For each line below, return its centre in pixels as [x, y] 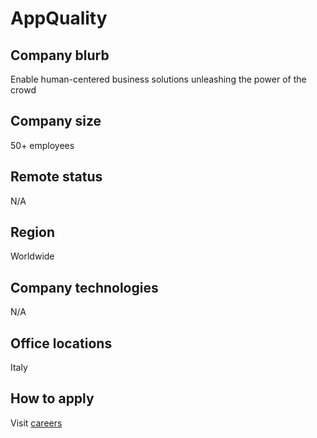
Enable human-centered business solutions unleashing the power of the [158, 79]
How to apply [52, 398]
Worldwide [32, 256]
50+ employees [42, 145]
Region [32, 232]
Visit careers [36, 423]
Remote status [56, 177]
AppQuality [59, 18]
